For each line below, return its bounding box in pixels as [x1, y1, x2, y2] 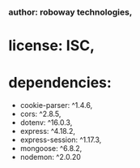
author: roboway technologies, [8, 6, 133, 18]
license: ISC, [8, 37, 95, 55]
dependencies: [8, 74, 112, 92]
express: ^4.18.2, [19, 127, 75, 136]
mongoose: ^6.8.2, [19, 144, 83, 153]
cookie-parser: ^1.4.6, [19, 101, 93, 110]
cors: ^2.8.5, [19, 109, 62, 119]
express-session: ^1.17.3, [19, 135, 102, 144]
